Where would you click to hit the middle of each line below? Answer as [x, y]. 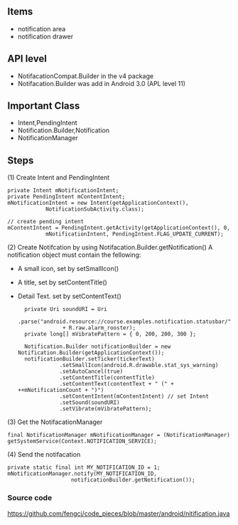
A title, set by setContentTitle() [63, 282]
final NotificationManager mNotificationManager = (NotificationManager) [119, 435]
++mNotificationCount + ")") [61, 391]
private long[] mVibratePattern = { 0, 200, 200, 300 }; [110, 334]
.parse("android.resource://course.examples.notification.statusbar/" [124, 322]
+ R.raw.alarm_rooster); [99, 328]
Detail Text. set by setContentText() [70, 296]
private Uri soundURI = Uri [66, 309]
